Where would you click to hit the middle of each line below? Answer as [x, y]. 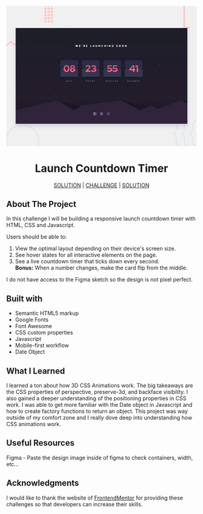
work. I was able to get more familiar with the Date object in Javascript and [99, 404]
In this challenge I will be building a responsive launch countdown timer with [101, 219]
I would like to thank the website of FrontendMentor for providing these [95, 498]
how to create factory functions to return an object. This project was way [97, 411]
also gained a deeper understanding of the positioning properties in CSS [96, 398]
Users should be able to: [37, 237]
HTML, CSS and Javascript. [41, 225]
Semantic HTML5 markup [47, 313]
